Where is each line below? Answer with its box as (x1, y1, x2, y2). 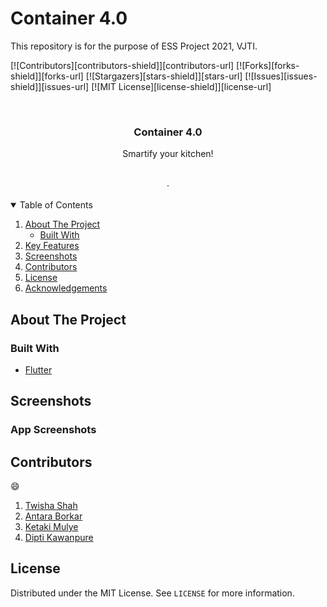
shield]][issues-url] (10, 80, 90, 92)
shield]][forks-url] (10, 70, 84, 82)
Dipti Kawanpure (24, 532, 94, 544)
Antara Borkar (24, 510, 83, 522)
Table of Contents (19, 199, 93, 211)
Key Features (24, 240, 80, 252)
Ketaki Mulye (24, 521, 79, 533)
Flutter (24, 363, 53, 376)
